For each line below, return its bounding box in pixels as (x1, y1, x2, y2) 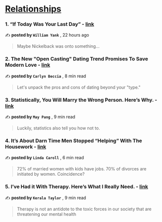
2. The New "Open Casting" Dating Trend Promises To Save (5, 55, 148, 62)
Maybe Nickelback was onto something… (16, 43, 100, 49)
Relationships (5, 3, 62, 15)
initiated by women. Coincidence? (16, 171, 85, 177)
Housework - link (5, 144, 47, 150)
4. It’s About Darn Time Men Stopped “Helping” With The (5, 137, 142, 144)
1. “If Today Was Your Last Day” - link (5, 21, 95, 28)
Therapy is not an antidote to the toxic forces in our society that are (16, 206, 152, 212)
